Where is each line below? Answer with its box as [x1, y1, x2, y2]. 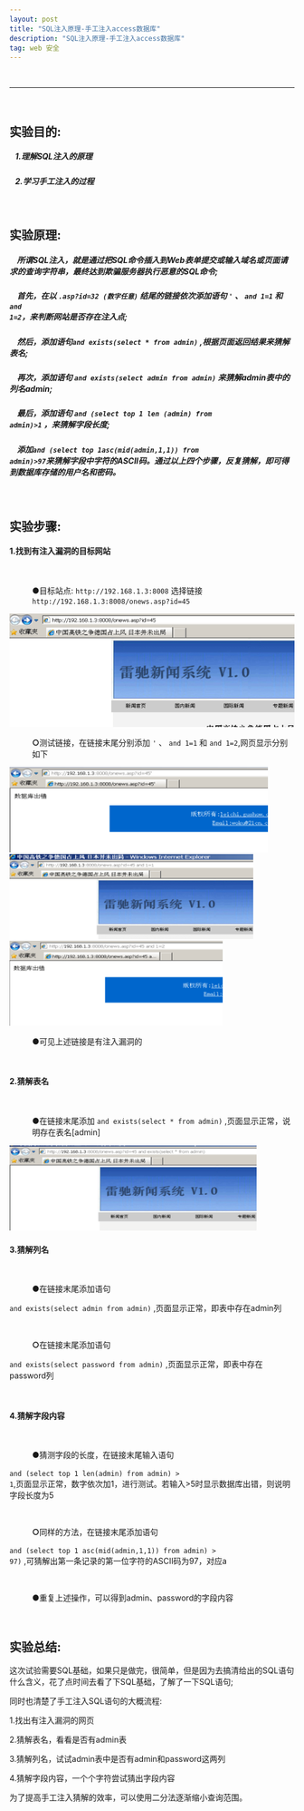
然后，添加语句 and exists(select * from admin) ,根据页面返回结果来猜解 [16, 336, 290, 347]
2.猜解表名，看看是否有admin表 [9, 1734, 127, 1746]
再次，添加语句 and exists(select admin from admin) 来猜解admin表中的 [16, 372, 290, 383]
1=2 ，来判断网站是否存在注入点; [9, 311, 128, 322]
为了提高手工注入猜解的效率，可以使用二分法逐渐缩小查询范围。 [9, 1792, 247, 1803]
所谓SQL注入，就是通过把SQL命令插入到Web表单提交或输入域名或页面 [16, 254, 280, 265]
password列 [9, 1370, 54, 1381]
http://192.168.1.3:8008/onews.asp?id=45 [32, 597, 191, 606]
